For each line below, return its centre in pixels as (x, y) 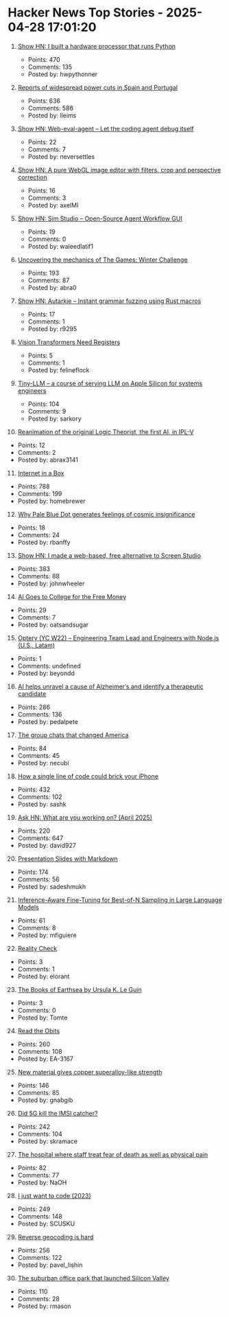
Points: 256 (34, 1250)
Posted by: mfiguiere (47, 935)
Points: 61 (31, 920)
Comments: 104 (40, 1134)
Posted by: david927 (47, 845)
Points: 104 (44, 404)
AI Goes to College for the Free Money (72, 596)
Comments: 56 (39, 879)
